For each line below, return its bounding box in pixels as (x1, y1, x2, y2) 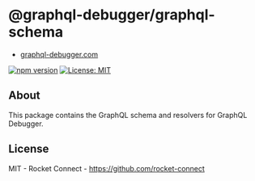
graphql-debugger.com (19, 49, 99, 59)
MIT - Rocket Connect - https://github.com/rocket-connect (8, 163, 205, 173)
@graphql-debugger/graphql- (8, 6, 216, 24)
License (8, 142, 49, 156)
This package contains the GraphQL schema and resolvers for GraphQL (8, 110, 248, 120)
